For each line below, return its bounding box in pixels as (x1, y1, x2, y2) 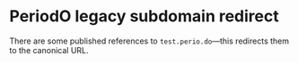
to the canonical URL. (9, 44, 89, 55)
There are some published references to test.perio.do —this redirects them (9, 35, 290, 46)
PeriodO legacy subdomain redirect (9, 6, 280, 27)
